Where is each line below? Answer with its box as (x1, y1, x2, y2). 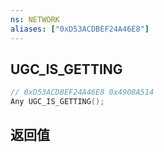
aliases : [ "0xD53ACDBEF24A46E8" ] (10, 24, 150, 34)
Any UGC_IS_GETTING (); (10, 97, 105, 107)
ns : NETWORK (10, 14, 60, 25)
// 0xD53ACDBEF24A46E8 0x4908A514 (10, 87, 155, 98)
